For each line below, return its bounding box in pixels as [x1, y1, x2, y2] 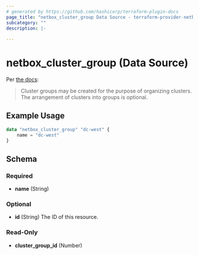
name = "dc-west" [17, 132, 60, 138]
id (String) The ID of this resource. [14, 213, 99, 221]
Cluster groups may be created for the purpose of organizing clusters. [20, 87, 192, 95]
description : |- [6, 25, 46, 31]
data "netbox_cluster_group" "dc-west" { [6, 126, 110, 132]
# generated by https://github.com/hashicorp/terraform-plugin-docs [6, 8, 179, 15]
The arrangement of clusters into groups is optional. [20, 94, 148, 101]
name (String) [14, 185, 49, 193]
